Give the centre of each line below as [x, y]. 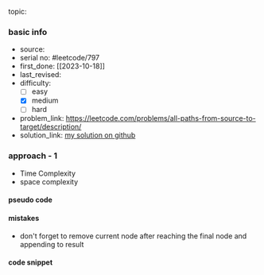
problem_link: [42, 118]
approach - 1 [33, 156]
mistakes [24, 218]
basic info [28, 32]
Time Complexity [48, 173]
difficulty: [35, 83]
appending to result [52, 244]
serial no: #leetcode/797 [60, 58]
